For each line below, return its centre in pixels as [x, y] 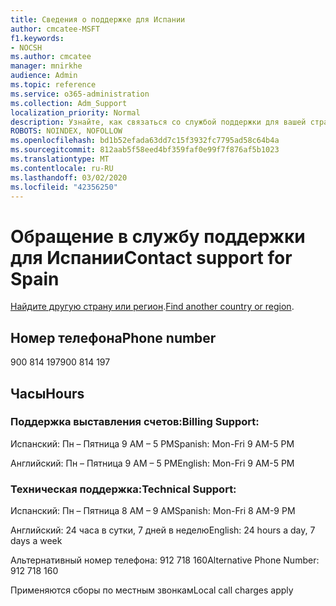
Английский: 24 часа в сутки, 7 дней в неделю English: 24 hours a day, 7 [163, 530]
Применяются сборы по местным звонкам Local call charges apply [152, 590]
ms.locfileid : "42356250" [64, 187]
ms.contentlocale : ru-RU [62, 168]
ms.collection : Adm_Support [69, 103]
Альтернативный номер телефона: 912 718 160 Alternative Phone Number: [165, 560]
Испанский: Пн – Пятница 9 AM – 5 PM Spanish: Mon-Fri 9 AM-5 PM [152, 443]
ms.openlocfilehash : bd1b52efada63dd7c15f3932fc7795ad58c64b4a [145, 141]
